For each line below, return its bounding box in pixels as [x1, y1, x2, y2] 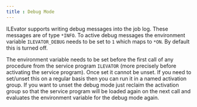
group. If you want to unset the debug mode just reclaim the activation [6, 81, 179, 88]
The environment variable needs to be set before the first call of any [6, 56, 174, 63]
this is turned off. [6, 44, 48, 51]
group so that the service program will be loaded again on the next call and [6, 87, 191, 94]
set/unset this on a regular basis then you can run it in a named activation [6, 75, 187, 82]
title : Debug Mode [6, 8, 55, 15]
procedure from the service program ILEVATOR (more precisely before [6, 62, 177, 69]
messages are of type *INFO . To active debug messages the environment [6, 31, 186, 39]
